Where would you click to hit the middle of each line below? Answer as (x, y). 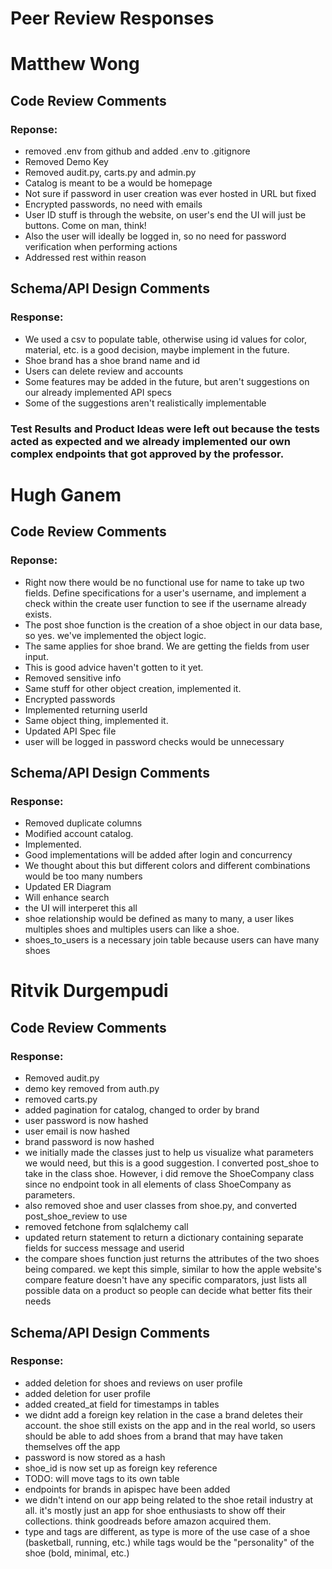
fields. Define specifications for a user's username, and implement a (165, 593)
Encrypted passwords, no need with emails (113, 204)
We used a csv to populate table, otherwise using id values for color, (165, 339)
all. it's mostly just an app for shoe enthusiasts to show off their (155, 1510)
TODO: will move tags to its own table (102, 1478)
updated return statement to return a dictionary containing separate (164, 1238)
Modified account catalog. (79, 834)
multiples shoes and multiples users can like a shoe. (132, 929)
